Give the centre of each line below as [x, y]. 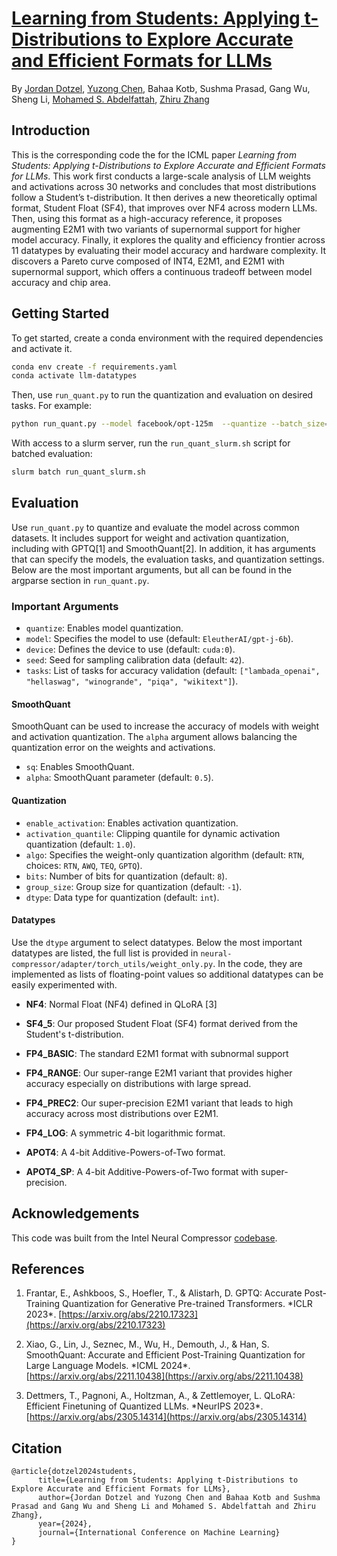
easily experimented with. [64, 984]
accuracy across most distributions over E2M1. [122, 1113]
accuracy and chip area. [61, 282]
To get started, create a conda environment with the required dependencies [167, 338]
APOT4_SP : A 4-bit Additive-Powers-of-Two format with [142, 1171]
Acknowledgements [75, 1213]
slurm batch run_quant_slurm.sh [78, 472]
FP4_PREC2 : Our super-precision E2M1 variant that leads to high [159, 1103]
